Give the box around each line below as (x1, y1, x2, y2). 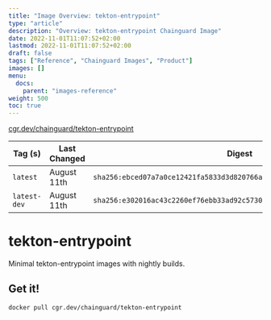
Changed (49, 153, 86, 164)
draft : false (8, 49, 52, 57)
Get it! (8, 282, 40, 296)
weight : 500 (8, 94, 48, 102)
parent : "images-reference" (23, 86, 117, 95)
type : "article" (8, 19, 63, 27)
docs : (15, 79, 35, 87)
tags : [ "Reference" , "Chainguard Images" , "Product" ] (8, 57, 194, 65)
